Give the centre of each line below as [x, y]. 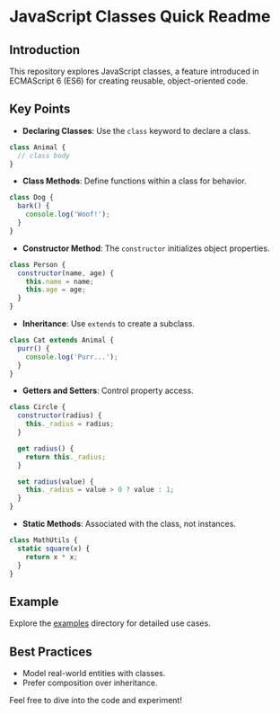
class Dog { [31, 198]
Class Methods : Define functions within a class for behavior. [134, 181]
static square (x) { [54, 549]
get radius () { [46, 448]
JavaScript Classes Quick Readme [140, 17]
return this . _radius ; [66, 457]
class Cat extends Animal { [62, 340]
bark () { [34, 206]
